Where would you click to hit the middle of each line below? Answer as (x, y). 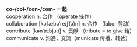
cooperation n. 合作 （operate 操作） (50, 16)
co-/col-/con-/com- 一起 (36, 9)
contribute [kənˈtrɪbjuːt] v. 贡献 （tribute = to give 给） (71, 31)
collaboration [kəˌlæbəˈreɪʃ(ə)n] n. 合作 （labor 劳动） (70, 23)
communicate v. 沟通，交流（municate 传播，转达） (68, 38)
